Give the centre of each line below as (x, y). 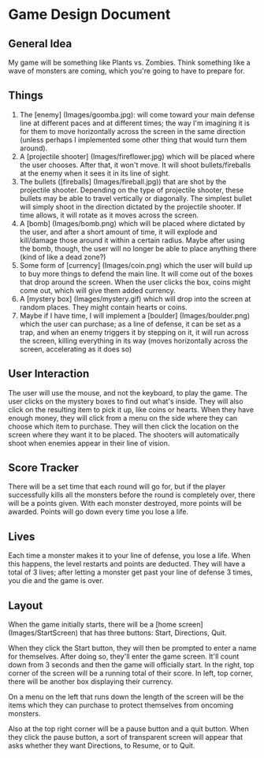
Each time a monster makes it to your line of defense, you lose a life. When (129, 555)
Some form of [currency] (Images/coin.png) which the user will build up (136, 265)
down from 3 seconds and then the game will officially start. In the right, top (131, 665)
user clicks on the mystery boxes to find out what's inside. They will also (126, 401)
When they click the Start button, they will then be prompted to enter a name (132, 648)
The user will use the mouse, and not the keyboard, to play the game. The (128, 392)
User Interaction (49, 374)
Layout (26, 606)
